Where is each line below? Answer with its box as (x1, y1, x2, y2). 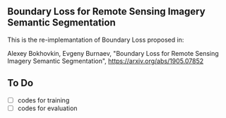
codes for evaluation (17, 104, 78, 112)
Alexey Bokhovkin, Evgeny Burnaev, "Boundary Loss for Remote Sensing (7, 49, 219, 57)
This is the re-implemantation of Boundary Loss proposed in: (7, 35, 184, 44)
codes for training (17, 95, 70, 105)
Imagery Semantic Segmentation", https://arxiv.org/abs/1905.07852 (7, 57, 204, 65)
